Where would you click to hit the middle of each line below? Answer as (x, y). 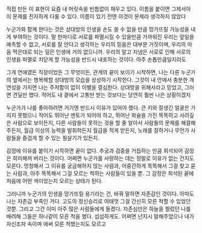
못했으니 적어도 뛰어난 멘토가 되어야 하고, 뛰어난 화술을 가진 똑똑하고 (98, 115)
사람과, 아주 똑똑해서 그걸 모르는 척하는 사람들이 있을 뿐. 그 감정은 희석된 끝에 (103, 173)
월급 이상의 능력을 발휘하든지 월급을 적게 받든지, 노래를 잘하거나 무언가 (107, 130)
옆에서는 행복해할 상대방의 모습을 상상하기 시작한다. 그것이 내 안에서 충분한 (100, 80)
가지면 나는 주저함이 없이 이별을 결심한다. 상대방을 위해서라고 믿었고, (103, 87)
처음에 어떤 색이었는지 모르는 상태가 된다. (55, 181)
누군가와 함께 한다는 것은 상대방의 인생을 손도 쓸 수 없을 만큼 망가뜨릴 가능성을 (98, 29)
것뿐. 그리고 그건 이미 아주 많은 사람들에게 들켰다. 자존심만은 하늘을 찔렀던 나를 (99, 209)
